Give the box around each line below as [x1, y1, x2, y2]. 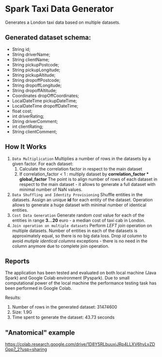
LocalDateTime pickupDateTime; [12, 98, 77, 104]
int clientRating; [12, 124, 44, 129]
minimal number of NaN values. [19, 186, 82, 192]
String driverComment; [12, 118, 58, 124]
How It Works [5, 143, 47, 151]
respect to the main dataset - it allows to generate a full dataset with [19, 181, 156, 187]
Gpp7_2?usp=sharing [5, 346, 48, 352]
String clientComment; [12, 128, 57, 134]
